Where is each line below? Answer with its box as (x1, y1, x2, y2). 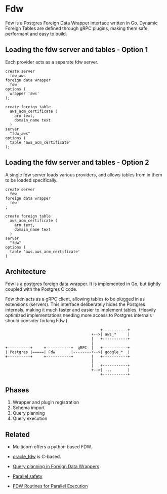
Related (5, 430, 30, 439)
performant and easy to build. (5, 30, 67, 37)
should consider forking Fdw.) (5, 318, 67, 324)
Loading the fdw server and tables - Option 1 (5, 45, 148, 54)
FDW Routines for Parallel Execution (12, 483, 88, 489)
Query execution (12, 415, 48, 422)
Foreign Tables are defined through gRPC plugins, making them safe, (5, 25, 149, 31)
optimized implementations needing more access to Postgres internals (5, 312, 152, 318)
